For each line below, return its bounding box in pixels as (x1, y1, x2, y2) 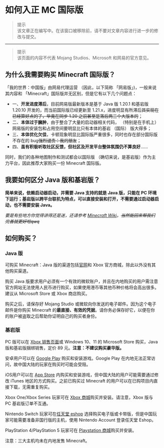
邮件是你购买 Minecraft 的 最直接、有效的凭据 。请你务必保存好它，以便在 (5, 307, 151, 313)
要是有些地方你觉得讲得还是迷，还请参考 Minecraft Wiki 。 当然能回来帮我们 (5, 212, 155, 218)
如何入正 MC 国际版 (5, 4, 84, 16)
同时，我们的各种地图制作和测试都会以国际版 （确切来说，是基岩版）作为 (5, 154, 152, 160)
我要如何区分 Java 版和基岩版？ (5, 176, 100, 184)
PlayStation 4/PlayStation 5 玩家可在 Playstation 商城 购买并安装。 (5, 427, 137, 433)
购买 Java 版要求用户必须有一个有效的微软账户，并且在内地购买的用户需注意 (5, 278, 159, 284)
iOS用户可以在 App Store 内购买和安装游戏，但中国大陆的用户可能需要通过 (5, 372, 155, 378)
